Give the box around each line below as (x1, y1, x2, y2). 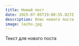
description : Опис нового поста (5, 17, 74, 22)
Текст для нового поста (5, 35, 57, 41)
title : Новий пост (5, 7, 44, 13)
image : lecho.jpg (5, 21, 42, 27)
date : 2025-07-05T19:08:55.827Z (5, 12, 74, 17)
